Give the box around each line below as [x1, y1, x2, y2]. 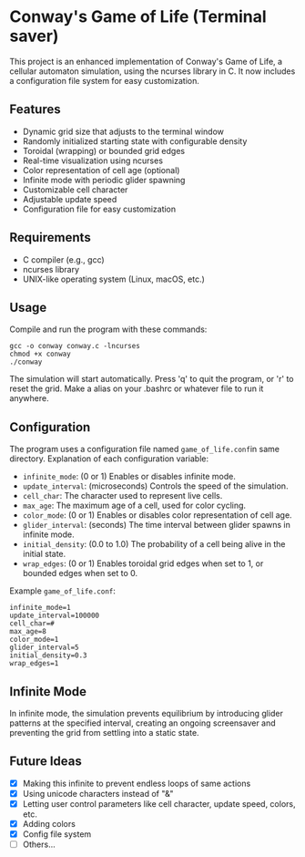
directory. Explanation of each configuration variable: [9, 453, 209, 464]
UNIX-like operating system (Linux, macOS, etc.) [22, 274, 205, 284]
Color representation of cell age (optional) [22, 164, 180, 175]
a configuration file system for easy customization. [9, 75, 200, 86]
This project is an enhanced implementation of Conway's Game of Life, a [9, 56, 283, 67]
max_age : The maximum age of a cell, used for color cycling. [22, 500, 247, 511]
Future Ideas [9, 754, 82, 769]
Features [9, 102, 61, 118]
